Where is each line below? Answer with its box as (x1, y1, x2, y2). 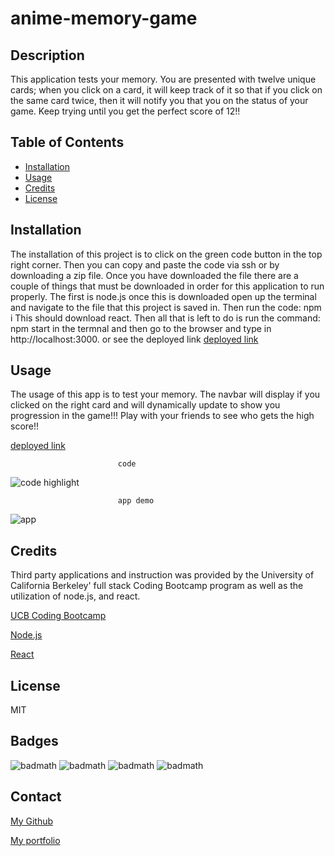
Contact (10, 788, 62, 806)
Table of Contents (10, 134, 125, 151)
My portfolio (10, 834, 61, 846)
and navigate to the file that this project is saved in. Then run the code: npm (10, 301, 322, 313)
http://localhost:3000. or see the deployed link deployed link (10, 333, 259, 345)
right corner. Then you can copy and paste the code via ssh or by (10, 258, 280, 271)
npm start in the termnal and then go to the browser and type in (10, 322, 272, 334)
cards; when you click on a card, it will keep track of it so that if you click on (10, 84, 323, 96)
